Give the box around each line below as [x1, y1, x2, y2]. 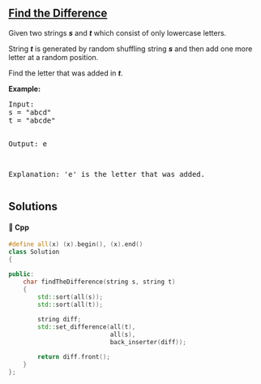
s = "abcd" [8, 107, 52, 117]
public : [8, 270, 35, 278]
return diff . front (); [37, 352, 111, 360]
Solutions [8, 200, 58, 214]
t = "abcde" [8, 115, 56, 125]
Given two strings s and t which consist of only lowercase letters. [8, 28, 227, 37]
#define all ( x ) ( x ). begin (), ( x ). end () [8, 240, 143, 248]
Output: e [8, 139, 47, 149]
